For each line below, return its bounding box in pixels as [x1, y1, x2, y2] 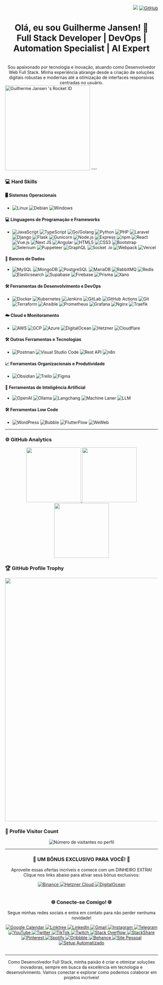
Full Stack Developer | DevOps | [16, 33, 147, 44]
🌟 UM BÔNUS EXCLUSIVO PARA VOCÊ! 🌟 [33, 856, 130, 862]
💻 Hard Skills [5, 178, 37, 185]
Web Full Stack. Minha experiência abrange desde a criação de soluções [9, 69, 154, 75]
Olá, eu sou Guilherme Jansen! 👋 [14, 22, 149, 34]
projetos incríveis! [64, 975, 99, 981]
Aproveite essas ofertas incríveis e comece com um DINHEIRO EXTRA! [11, 867, 152, 873]
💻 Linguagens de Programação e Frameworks [5, 217, 100, 222]
